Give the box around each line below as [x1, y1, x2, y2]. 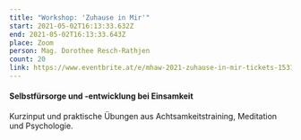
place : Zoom [9, 38, 54, 48]
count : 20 [9, 55, 47, 64]
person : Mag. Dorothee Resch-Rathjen [9, 47, 150, 56]
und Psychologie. [9, 120, 73, 131]
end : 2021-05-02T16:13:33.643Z [9, 30, 126, 39]
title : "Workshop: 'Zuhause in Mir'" [9, 13, 150, 22]
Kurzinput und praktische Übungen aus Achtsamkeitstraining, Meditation [9, 111, 278, 122]
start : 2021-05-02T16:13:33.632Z [9, 22, 134, 31]
